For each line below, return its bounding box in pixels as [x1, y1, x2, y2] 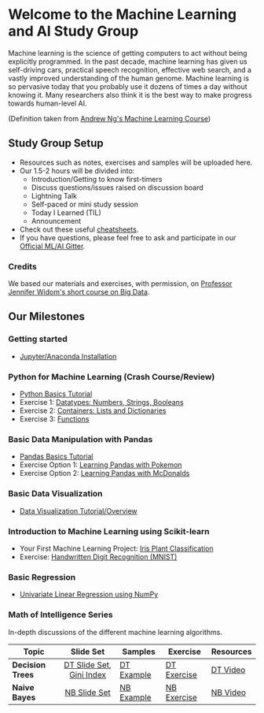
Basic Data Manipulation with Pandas [8, 433, 153, 444]
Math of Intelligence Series [8, 609, 113, 620]
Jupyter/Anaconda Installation [19, 351, 117, 361]
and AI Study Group [8, 22, 139, 40]
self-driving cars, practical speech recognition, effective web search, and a [8, 65, 251, 74]
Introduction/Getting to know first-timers [31, 174, 163, 184]
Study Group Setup [8, 136, 104, 150]
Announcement [31, 216, 82, 225]
